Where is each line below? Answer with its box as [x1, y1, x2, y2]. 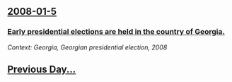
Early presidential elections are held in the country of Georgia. [7, 27, 225, 37]
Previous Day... [7, 64, 76, 76]
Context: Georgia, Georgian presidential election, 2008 [7, 42, 168, 52]
